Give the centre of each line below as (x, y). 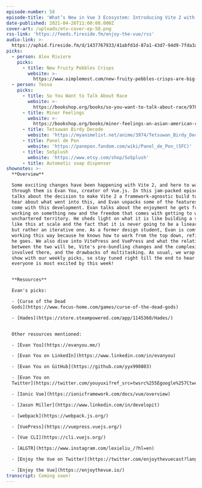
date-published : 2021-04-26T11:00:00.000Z (60, 23)
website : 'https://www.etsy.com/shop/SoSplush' (88, 157)
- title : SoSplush (45, 152)
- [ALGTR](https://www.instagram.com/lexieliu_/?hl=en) (83, 449)
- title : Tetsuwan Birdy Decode (63, 130)
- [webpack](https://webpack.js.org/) (60, 416)
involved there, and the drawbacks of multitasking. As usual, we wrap (103, 252)
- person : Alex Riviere (41, 57)
